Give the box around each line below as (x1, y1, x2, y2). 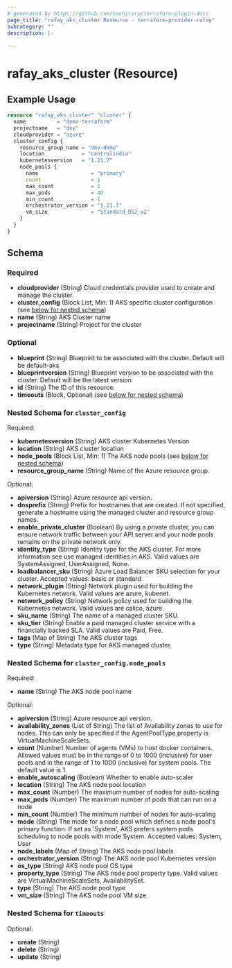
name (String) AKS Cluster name (17, 313, 111, 321)
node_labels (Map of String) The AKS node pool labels (17, 847, 175, 856)
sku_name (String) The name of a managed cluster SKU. (17, 611, 179, 620)
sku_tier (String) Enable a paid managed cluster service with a (17, 619, 196, 627)
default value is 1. (17, 766, 67, 774)
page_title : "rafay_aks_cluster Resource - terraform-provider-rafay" (7, 17, 215, 24)
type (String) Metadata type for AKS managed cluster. (17, 641, 172, 649)
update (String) (17, 952, 62, 961)
